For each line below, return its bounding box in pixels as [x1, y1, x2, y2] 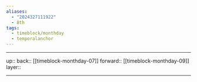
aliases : [6, 8, 28, 15]
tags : [6, 25, 19, 31]
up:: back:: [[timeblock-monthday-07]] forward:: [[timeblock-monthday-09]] [6, 57, 189, 64]
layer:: [6, 64, 22, 70]
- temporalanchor [11, 36, 54, 42]
